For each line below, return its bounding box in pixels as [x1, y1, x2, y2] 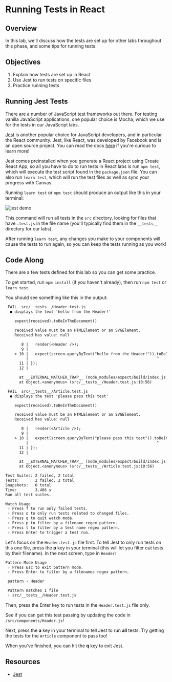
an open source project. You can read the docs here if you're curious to [5, 142, 156, 148]
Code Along [5, 256, 44, 265]
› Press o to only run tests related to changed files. [7, 511, 130, 516]
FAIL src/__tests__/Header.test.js [7, 305, 86, 310]
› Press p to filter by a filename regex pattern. [7, 521, 118, 526]
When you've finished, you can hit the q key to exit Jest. [5, 643, 124, 649]
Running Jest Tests [5, 97, 68, 106]
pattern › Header [7, 579, 45, 584]
